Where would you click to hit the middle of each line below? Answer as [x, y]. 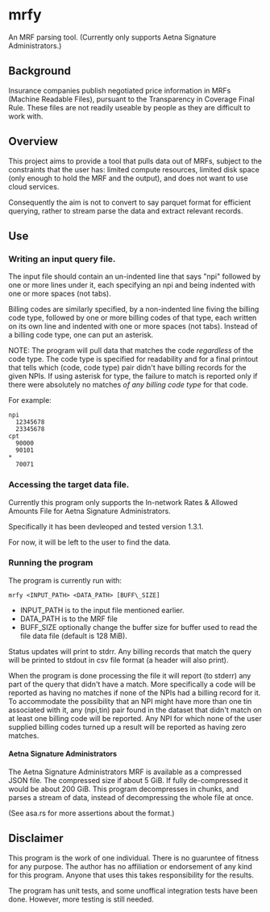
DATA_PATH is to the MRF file [69, 619]
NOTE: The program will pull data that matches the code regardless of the [131, 350]
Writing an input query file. [62, 259]
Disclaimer [36, 838]
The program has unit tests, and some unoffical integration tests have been [133, 890]
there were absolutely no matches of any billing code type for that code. [128, 385]
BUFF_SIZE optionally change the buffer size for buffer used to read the [139, 627]
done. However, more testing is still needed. [81, 899]
